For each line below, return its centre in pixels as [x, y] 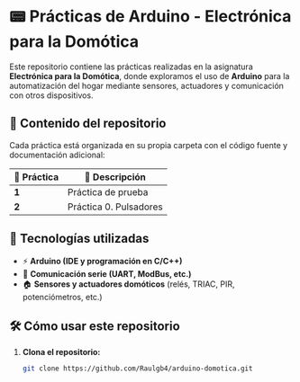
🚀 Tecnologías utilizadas [79, 239]
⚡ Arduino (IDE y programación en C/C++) [102, 261]
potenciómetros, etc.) [62, 297]
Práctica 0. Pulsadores [115, 207]
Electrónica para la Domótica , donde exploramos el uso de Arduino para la [150, 76]
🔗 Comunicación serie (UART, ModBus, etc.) [107, 273]
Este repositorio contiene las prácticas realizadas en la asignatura [132, 67]
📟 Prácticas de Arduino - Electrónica [150, 17]
